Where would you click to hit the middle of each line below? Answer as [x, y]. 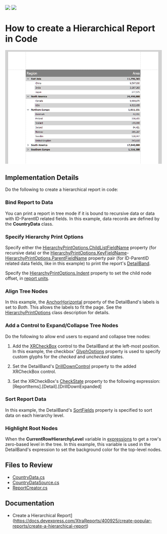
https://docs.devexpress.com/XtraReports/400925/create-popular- [83, 521]
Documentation [30, 503]
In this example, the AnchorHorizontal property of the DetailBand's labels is [82, 302]
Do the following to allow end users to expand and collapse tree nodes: [78, 336]
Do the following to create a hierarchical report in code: [62, 189]
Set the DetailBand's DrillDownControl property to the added [74, 366]
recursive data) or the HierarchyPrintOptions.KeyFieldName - [67, 253]
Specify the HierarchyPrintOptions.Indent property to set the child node [78, 273]
